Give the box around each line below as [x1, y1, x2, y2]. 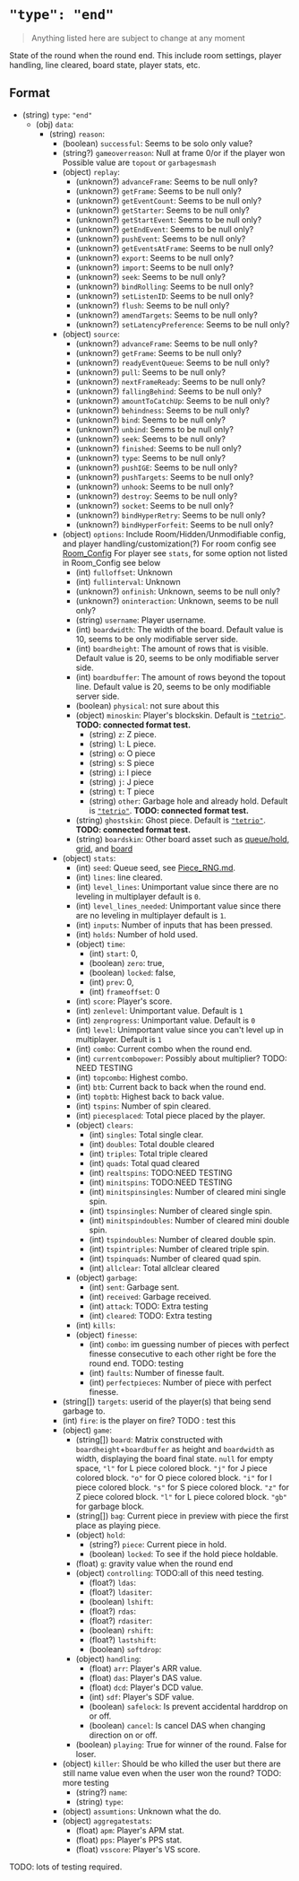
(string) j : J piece [89, 776, 154, 787]
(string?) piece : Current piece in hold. [89, 1538, 226, 1549]
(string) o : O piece [89, 747, 156, 759]
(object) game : [62, 1424, 112, 1435]
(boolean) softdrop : [89, 1643, 162, 1654]
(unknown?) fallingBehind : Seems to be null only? [75, 386, 262, 396]
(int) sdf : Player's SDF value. [89, 1691, 194, 1702]
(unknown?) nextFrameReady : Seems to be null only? [75, 376, 266, 387]
